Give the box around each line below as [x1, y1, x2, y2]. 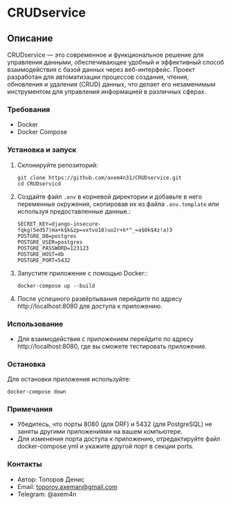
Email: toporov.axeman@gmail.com [17, 482, 118, 490]
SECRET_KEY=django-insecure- [17, 220, 102, 228]
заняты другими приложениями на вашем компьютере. [17, 428, 183, 436]
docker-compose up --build [17, 282, 95, 289]
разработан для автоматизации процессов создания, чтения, [7, 73, 190, 81]
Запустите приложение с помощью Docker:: [17, 268, 148, 277]
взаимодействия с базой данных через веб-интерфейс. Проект [7, 66, 195, 73]
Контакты [7, 459, 43, 469]
